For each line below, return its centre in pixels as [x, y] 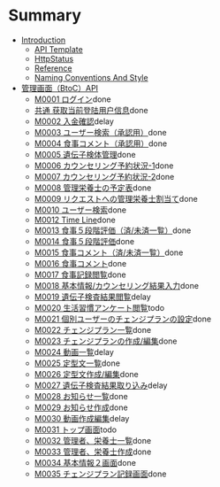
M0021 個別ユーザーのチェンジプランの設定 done [123, 319]
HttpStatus [54, 58]
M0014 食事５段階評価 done [84, 241]
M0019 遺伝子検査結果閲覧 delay [92, 297]
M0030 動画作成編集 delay [82, 418]
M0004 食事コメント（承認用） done [101, 143]
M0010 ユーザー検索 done [80, 210]
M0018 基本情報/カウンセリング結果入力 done [117, 285]
